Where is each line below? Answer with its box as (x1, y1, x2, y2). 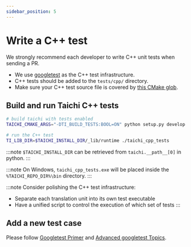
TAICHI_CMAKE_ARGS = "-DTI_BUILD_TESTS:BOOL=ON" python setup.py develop (6, 122, 185, 128)
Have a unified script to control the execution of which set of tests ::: (14, 201, 181, 208)
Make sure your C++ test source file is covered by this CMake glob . (14, 84, 178, 91)
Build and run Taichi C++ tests (6, 101, 119, 111)
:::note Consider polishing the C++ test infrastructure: (6, 183, 136, 191)
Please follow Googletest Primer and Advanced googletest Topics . (6, 233, 167, 241)
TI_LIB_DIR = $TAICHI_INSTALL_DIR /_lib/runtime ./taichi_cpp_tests (6, 138, 169, 143)
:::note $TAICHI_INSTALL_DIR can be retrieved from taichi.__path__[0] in (6, 148, 182, 155)
